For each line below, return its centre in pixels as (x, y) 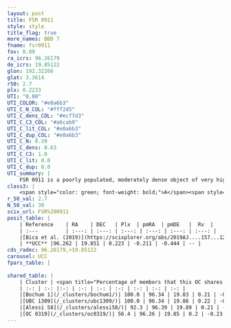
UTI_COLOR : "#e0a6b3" (38, 103)
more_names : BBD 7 (33, 39)
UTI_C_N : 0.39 (27, 142)
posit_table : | (29, 218)
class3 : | (21, 186)
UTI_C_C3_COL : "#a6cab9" (43, 122)
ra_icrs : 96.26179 (33, 58)
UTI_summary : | (29, 173)
